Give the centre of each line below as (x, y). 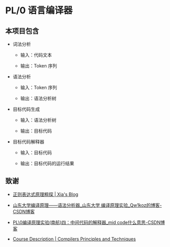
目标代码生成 (26, 109)
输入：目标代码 (36, 153)
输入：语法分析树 (38, 120)
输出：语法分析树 (38, 98)
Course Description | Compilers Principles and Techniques (74, 239)
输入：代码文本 (36, 55)
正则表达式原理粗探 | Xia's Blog (45, 194)
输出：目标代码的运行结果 (47, 163)
